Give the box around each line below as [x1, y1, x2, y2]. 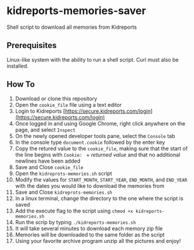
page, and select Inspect [15, 126, 76, 133]
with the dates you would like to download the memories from [15, 182, 165, 189]
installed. [6, 62, 29, 69]
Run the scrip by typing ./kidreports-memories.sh [15, 218, 137, 225]
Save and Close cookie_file [15, 163, 84, 171]
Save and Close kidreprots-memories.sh [15, 188, 113, 195]
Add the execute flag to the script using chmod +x [15, 207, 134, 214]
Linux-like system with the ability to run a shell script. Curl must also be [6, 56, 179, 63]
